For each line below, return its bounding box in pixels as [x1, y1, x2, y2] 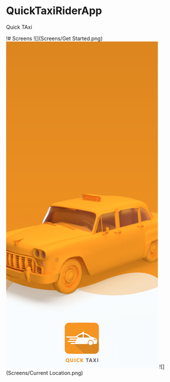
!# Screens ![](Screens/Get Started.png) [6, 35, 103, 42]
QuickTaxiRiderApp [6, 4, 103, 18]
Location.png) [49, 369, 83, 376]
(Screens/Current [6, 369, 49, 376]
